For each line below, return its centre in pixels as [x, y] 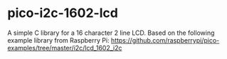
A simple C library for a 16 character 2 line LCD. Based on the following [111, 33]
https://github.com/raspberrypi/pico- [165, 40]
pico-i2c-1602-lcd [63, 13]
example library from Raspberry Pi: [58, 40]
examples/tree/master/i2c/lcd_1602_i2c [65, 48]
